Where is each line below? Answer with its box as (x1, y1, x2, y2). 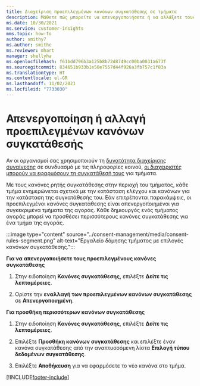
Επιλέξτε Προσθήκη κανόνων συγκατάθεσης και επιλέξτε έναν (14, 338, 176, 345)
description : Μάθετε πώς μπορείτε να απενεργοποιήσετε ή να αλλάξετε (6, 14, 183, 20)
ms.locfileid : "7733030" (6, 86, 68, 92)
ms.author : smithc (6, 42, 52, 48)
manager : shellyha (6, 53, 52, 59)
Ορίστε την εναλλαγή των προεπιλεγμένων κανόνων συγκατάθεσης (14, 290, 192, 298)
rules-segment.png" (6, 236, 56, 244)
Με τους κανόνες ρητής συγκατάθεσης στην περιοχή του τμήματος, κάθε (6, 181, 189, 188)
